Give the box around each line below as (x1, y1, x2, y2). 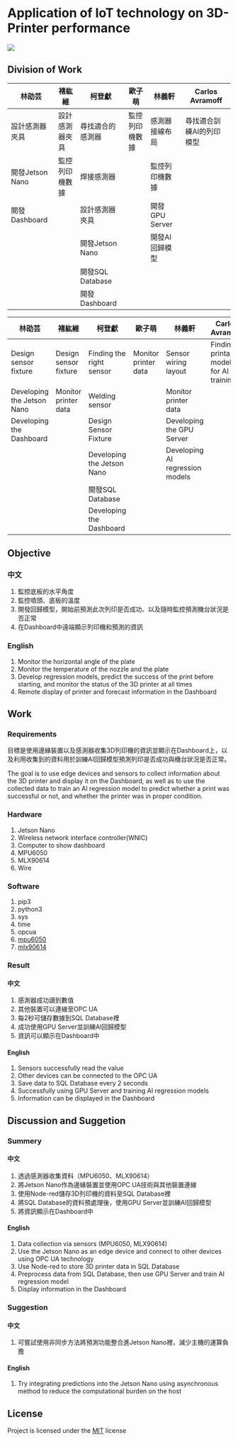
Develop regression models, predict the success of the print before (17, 672, 214, 681)
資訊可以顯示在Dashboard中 (17, 1032, 101, 1040)
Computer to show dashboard (17, 841, 106, 849)
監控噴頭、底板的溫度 (17, 596, 80, 605)
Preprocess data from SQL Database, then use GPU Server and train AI (17, 1269, 225, 1279)
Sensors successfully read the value (17, 1064, 124, 1073)
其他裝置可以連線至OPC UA (17, 1005, 98, 1013)
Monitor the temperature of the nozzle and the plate (17, 665, 169, 673)
